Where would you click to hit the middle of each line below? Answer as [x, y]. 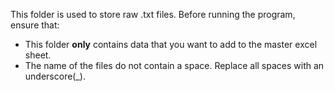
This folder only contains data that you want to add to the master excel [171, 44]
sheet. [38, 55]
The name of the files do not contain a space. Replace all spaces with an [174, 65]
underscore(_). [55, 76]
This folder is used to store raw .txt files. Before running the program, [153, 14]
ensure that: [35, 25]
